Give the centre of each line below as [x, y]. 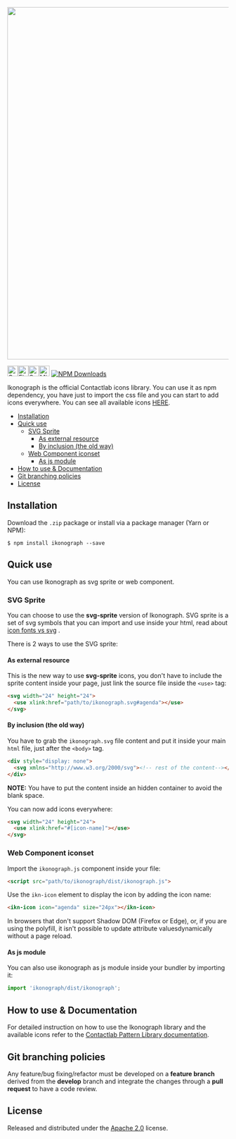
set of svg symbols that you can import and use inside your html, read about [118, 622]
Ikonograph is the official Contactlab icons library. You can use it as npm [112, 387]
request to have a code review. [52, 1088]
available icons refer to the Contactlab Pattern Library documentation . [108, 1035]
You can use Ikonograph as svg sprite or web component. [91, 581]
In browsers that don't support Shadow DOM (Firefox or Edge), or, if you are [117, 921]
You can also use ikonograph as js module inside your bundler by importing [116, 968]
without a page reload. [40, 936]
